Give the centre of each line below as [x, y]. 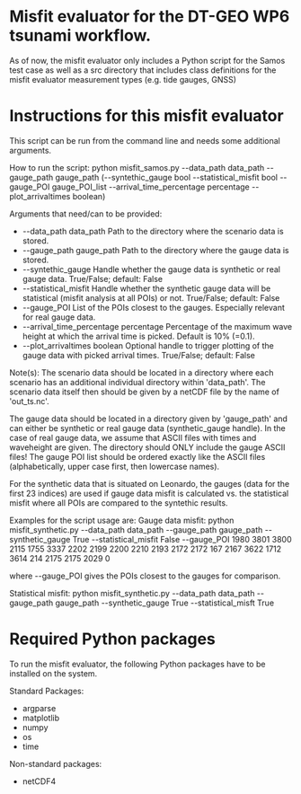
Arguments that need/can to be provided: [86, 214]
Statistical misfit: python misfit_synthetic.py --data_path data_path [132, 593]
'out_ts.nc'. [29, 401]
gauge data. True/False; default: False [93, 278]
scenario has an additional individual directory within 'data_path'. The [137, 382]
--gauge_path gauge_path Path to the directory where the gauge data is [155, 250]
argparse [39, 708]
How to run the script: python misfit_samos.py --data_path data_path [137, 167]
